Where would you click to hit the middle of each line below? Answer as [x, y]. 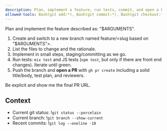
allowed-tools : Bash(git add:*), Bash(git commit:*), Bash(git [72, 14]
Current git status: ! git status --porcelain [56, 113]
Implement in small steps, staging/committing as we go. [69, 54]
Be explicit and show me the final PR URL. [48, 85]
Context [18, 100]
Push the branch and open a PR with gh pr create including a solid [81, 70]
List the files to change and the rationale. [54, 49]
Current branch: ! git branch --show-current [58, 118]
